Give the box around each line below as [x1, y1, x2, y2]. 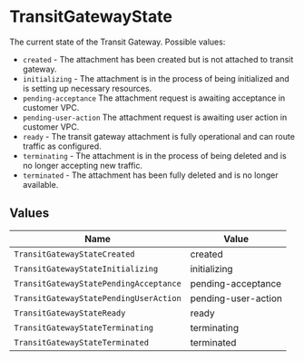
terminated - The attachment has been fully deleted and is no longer [22, 170, 279, 180]
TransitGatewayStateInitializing [14, 263, 159, 274]
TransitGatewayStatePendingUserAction [14, 293, 181, 303]
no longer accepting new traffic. [22, 160, 143, 171]
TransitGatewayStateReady [14, 307, 126, 318]
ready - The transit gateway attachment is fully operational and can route [22, 131, 295, 141]
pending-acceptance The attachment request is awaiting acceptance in [22, 93, 286, 103]
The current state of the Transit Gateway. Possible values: [9, 36, 226, 47]
